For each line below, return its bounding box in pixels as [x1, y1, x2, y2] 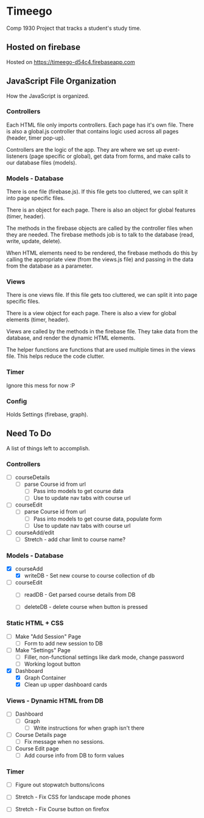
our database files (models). [6, 158, 77, 166]
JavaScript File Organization [6, 76, 117, 87]
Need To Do [6, 429, 52, 439]
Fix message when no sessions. [24, 738, 105, 745]
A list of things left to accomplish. [6, 444, 90, 452]
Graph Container [24, 674, 66, 681]
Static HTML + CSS [6, 619, 64, 627]
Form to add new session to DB [24, 639, 104, 647]
